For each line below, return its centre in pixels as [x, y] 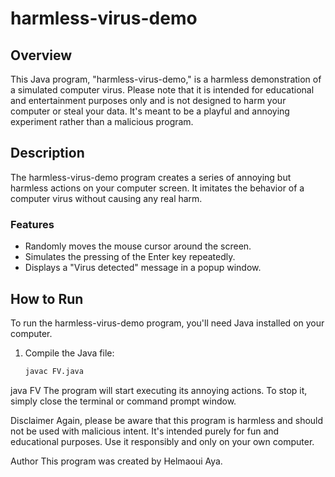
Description [47, 153]
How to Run [47, 298]
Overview [41, 55]
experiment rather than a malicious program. [102, 121]
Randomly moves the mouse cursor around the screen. [138, 246]
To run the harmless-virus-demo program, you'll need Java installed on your [167, 323]
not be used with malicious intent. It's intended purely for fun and [145, 431]
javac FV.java [54, 371]
